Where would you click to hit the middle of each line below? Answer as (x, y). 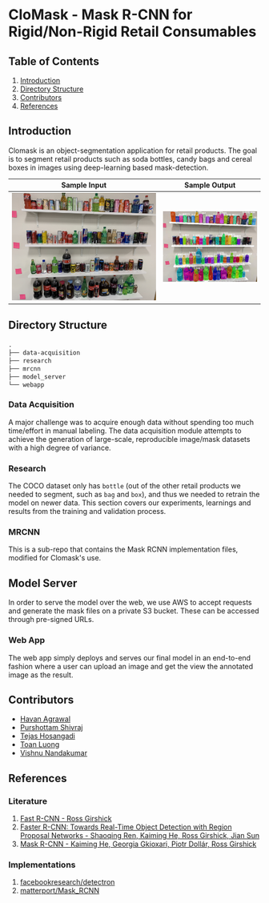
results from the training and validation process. (87, 512)
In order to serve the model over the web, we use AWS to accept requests (130, 603)
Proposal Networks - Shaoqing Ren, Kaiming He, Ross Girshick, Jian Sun (140, 836)
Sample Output (210, 185)
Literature (28, 801)
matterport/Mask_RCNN (60, 891)
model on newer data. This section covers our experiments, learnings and (130, 503)
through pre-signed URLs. (51, 620)
